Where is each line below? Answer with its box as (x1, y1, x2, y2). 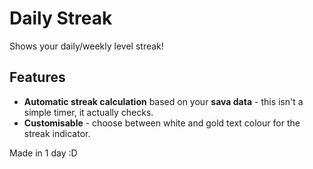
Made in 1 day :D (9, 147, 78, 159)
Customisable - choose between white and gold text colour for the (23, 117, 301, 129)
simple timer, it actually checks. (23, 106, 154, 118)
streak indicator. (23, 127, 91, 139)
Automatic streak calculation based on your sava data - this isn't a (23, 95, 304, 107)
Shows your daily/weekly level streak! (9, 40, 164, 52)
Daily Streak (9, 7, 113, 30)
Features (9, 69, 66, 86)
